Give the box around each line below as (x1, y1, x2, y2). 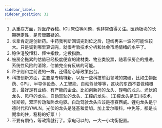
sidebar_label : (4, 7, 36, 12)
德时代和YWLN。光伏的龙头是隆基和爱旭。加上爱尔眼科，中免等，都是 (11, 105, 153, 111)
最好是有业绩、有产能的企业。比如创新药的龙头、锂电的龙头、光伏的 (20, 86, 157, 93)
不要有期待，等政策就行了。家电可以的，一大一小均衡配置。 (11, 117, 132, 123)
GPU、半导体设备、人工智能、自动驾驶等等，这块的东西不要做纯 (20, 81, 149, 86)
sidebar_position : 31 (4, 12, 49, 17)
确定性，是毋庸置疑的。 (16, 32, 63, 38)
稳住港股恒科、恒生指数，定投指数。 (11, 50, 85, 56)
